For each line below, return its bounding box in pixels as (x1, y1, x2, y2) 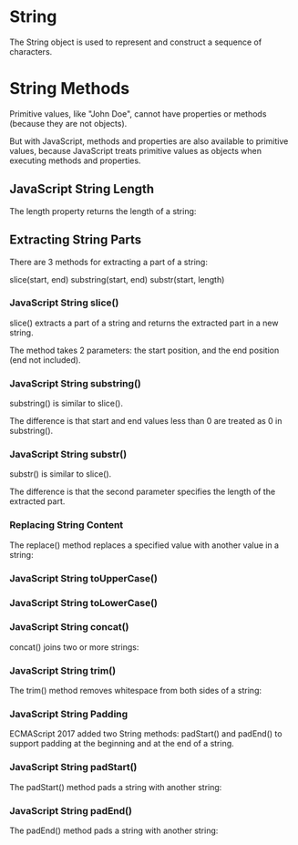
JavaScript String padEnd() (9, 804, 132, 817)
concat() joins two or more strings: (9, 641, 139, 653)
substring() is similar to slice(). (9, 398, 123, 409)
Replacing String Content (9, 519, 124, 531)
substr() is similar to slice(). (9, 469, 112, 479)
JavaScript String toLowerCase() (9, 596, 158, 609)
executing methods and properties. (9, 155, 141, 166)
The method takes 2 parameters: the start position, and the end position (9, 345, 280, 356)
